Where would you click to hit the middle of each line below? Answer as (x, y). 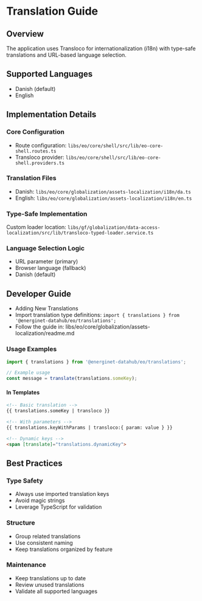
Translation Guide (52, 11)
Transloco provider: (40, 157)
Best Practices (34, 463)
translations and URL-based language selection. (66, 55)
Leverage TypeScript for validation (58, 507)
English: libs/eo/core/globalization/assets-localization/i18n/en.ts (103, 198)
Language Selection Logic (46, 249)
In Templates (23, 392)
